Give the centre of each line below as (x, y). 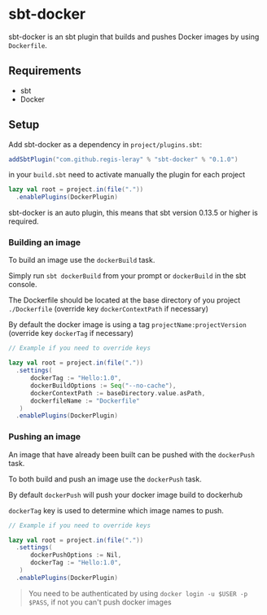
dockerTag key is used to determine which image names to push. (116, 510)
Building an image (45, 242)
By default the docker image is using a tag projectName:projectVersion (127, 325)
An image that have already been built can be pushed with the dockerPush (131, 454)
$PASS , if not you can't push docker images (100, 602)
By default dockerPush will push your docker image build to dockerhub (125, 495)
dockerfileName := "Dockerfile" (85, 401)
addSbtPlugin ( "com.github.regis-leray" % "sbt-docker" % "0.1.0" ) (123, 159)
